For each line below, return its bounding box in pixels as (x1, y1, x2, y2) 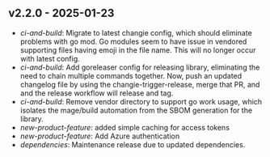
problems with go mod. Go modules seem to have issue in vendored (19, 36, 247, 46)
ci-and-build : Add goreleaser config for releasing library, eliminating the (19, 62, 260, 72)
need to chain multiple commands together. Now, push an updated (19, 70, 243, 80)
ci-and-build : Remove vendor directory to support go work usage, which (19, 96, 263, 106)
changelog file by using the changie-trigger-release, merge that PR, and (19, 79, 260, 89)
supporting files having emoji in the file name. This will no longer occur (19, 45, 256, 55)
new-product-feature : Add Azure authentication (19, 131, 180, 141)
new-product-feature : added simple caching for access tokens (19, 122, 230, 132)
